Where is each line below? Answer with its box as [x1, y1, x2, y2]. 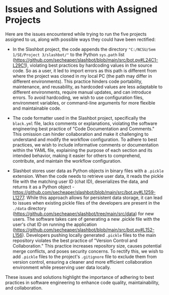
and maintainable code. [12, 105, 61, 111]
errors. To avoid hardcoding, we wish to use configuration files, [12, 94, 144, 101]
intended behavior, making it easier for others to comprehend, [12, 153, 141, 159]
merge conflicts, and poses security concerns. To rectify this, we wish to [12, 248, 163, 254]
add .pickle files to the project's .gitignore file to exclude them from [12, 254, 157, 260]
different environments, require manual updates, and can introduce [12, 89, 152, 95]
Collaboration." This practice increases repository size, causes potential [12, 242, 162, 249]
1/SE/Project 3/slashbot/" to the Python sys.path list [12, 52, 125, 58]
